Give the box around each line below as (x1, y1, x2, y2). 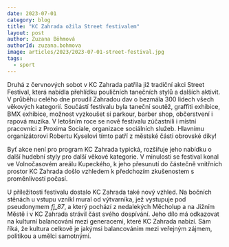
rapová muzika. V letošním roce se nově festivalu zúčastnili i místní (7, 117, 197, 125)
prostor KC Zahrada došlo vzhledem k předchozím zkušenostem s (7, 167, 195, 175)
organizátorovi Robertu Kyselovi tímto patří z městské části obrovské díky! (7, 132, 217, 140)
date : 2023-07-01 (7, 10, 57, 17)
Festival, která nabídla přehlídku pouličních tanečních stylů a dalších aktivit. (7, 88, 221, 96)
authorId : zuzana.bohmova (7, 42, 81, 49)
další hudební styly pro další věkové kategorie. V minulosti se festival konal (7, 152, 219, 161)
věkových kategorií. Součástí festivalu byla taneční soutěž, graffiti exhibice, (7, 102, 221, 110)
